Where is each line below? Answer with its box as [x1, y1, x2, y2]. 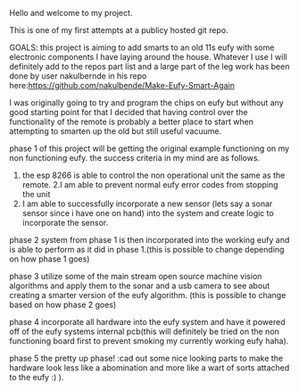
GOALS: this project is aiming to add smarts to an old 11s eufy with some [9, 42, 275, 53]
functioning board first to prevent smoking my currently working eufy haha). [9, 336, 289, 346]
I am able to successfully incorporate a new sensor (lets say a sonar [21, 198, 273, 209]
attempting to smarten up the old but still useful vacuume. [9, 126, 222, 137]
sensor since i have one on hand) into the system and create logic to [21, 208, 274, 218]
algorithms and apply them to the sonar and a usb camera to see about [9, 280, 270, 291]
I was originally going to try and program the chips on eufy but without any [9, 97, 284, 108]
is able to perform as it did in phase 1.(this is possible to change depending [9, 245, 285, 254]
